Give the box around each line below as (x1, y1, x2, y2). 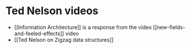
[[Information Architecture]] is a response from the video (14, 24, 152, 31)
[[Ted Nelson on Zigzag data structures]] (14, 36, 114, 43)
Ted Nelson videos (5, 4, 98, 18)
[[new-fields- (153, 24, 186, 31)
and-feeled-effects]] (14, 30, 64, 37)
